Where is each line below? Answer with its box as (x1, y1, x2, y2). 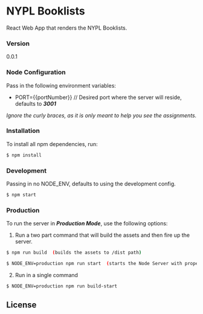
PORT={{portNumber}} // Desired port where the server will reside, (14, 94, 182, 101)
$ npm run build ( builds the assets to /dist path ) (6, 249, 142, 256)
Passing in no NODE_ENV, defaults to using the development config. (6, 180, 176, 187)
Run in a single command (14, 271, 79, 278)
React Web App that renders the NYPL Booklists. (6, 24, 127, 31)
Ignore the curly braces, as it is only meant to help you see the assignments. (6, 112, 197, 119)
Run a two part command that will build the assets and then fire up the (14, 231, 190, 239)
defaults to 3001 (14, 100, 56, 107)
